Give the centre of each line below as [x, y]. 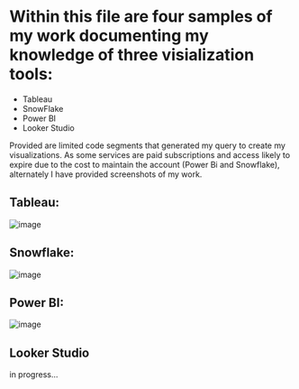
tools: [31, 74]
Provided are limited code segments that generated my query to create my [148, 145]
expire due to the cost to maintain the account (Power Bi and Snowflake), [145, 164]
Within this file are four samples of [141, 17]
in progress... [34, 375]
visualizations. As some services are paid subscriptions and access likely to [150, 154]
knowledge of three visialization [132, 55]
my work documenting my [109, 36]
